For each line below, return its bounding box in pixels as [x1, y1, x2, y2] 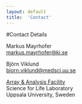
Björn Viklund [6, 60, 39, 68]
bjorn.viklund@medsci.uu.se [6, 66, 76, 74]
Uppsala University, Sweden [6, 91, 75, 98]
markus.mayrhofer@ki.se [6, 48, 68, 56]
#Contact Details [6, 30, 48, 38]
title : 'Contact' [6, 14, 52, 20]
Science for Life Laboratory [6, 84, 73, 91]
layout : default [6, 8, 46, 15]
